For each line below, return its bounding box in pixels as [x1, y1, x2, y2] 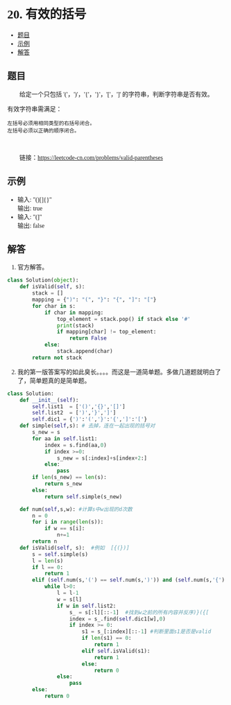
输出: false [17, 222, 45, 229]
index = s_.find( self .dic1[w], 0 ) [69, 615, 166, 623]
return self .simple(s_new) [44, 493, 123, 500]
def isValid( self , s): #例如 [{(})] [19, 544, 130, 551]
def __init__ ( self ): [19, 397, 79, 403]
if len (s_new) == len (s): [32, 474, 108, 481]
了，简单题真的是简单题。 [17, 377, 91, 385]
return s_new [44, 480, 82, 487]
